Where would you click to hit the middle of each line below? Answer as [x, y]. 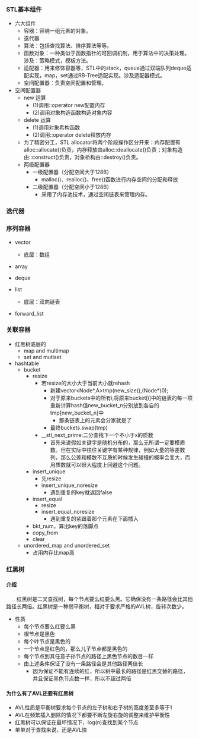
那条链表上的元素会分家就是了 [95, 420]
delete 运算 [37, 120]
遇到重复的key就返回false [81, 492]
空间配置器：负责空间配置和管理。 [65, 83]
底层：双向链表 [42, 301]
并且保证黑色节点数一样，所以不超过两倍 [82, 678]
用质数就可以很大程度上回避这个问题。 [97, 464]
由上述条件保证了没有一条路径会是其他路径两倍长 [83, 663]
